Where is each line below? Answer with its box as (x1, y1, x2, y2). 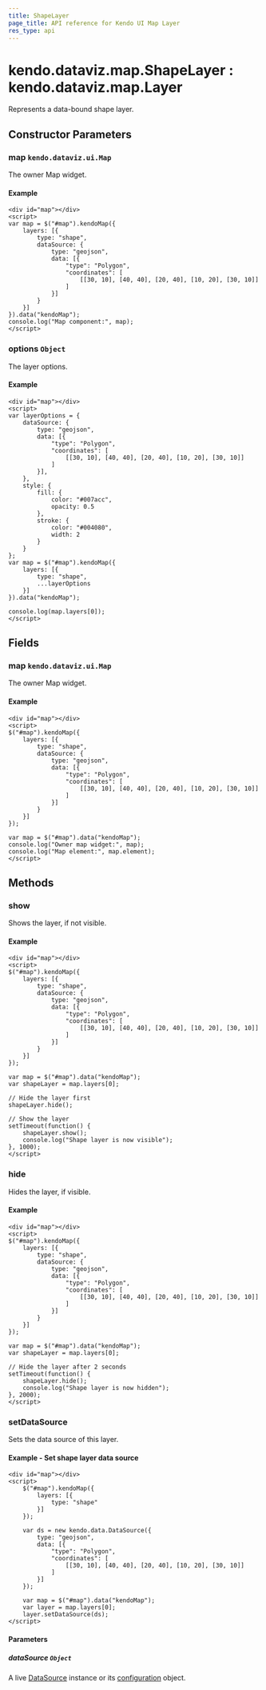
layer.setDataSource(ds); (22, 1611, 109, 1619)
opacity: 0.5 (50, 502, 94, 510)
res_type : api (8, 26, 56, 34)
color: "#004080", (50, 523, 113, 532)
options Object (8, 343, 66, 354)
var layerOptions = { (8, 411, 81, 420)
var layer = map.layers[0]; (22, 1604, 116, 1612)
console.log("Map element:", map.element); (8, 847, 156, 856)
